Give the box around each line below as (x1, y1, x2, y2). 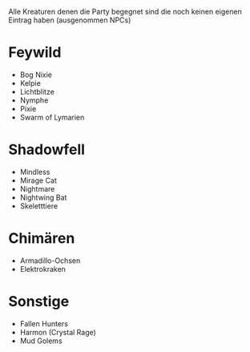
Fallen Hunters (19, 318, 68, 328)
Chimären (8, 229, 75, 248)
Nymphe (19, 95, 49, 105)
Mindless (19, 167, 50, 176)
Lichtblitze (19, 87, 54, 96)
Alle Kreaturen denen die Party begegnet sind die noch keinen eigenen (8, 7, 242, 16)
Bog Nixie (19, 70, 53, 79)
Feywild (8, 43, 62, 62)
